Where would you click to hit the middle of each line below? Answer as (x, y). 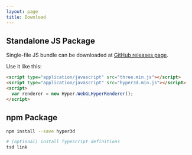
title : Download (26, 17)
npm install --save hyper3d (41, 131)
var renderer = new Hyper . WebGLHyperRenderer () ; (72, 94)
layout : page (22, 11)
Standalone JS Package (51, 41)
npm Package (32, 118)
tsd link (17, 147)
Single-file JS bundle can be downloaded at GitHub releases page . (87, 55)
